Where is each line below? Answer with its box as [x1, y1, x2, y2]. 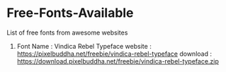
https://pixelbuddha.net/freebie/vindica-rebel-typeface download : [16, 49, 212, 58]
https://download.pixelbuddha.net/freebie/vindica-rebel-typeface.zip [16, 56, 219, 65]
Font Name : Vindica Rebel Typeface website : [16, 42, 152, 50]
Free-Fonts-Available [6, 5, 134, 21]
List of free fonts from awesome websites [6, 28, 128, 37]
